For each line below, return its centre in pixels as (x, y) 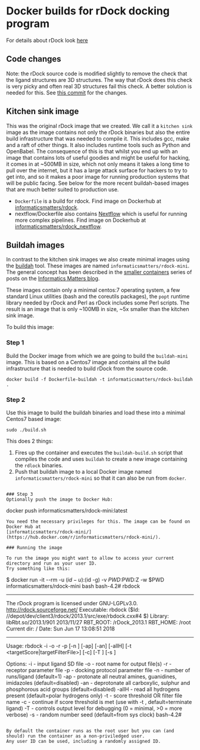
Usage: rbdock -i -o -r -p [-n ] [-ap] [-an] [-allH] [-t (69, 646)
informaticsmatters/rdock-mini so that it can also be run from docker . (100, 478)
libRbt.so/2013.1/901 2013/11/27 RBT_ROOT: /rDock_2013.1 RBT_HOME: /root (99, 622)
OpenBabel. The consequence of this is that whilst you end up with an (92, 151)
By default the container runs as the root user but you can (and (90, 731)
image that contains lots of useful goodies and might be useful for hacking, (98, 157)
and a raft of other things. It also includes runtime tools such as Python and (98, 145)
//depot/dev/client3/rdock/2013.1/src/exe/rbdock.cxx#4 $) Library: (88, 616)
